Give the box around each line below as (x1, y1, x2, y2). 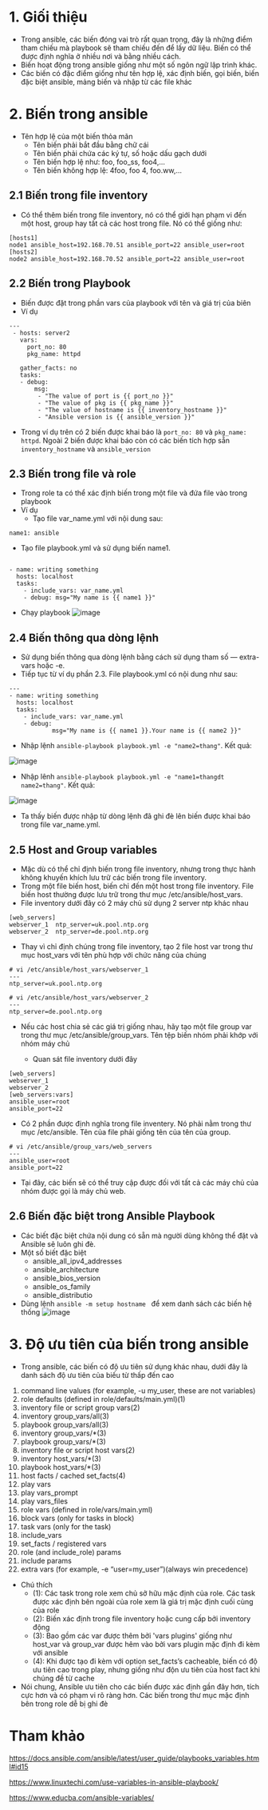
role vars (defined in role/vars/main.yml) (20, 1504, 153, 1514)
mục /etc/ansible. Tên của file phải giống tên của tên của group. (20, 1127, 231, 1136)
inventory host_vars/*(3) (20, 1453, 102, 1464)
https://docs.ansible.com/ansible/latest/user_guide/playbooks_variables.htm (9, 1753, 260, 1763)
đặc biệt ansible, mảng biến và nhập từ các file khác (20, 77, 192, 86)
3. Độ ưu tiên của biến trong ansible (9, 1335, 250, 1353)
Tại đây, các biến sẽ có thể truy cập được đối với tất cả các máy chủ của (20, 1177, 258, 1187)
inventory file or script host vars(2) (20, 1445, 136, 1455)
